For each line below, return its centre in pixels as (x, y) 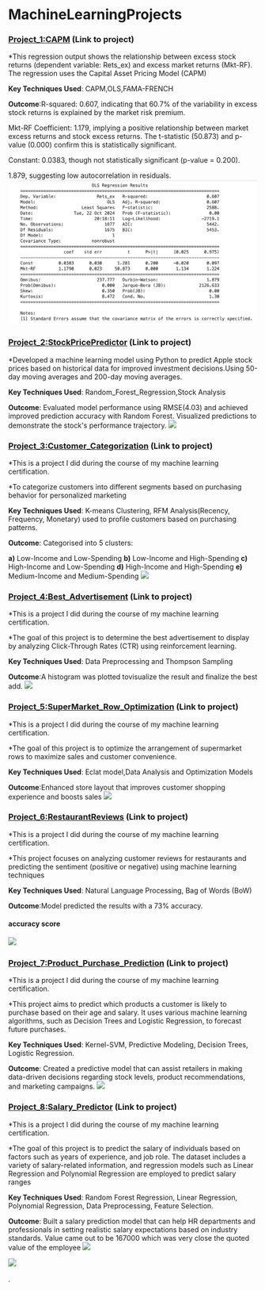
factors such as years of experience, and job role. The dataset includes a (127, 1157)
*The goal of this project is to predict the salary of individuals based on (125, 1148)
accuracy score (34, 924)
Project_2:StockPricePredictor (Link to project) (100, 343)
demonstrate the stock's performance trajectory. (87, 425)
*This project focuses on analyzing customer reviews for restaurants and (127, 858)
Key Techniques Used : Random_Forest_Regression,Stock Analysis (117, 392)
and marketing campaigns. (52, 1087)
